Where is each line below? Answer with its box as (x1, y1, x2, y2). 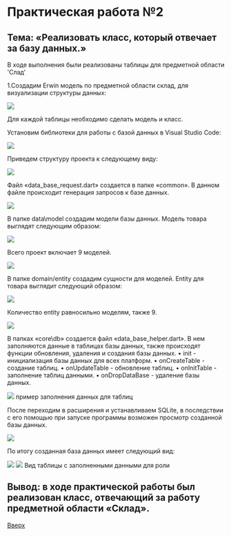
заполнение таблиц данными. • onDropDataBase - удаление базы (7, 371, 200, 379)
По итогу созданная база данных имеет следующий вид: (7, 447, 175, 455)
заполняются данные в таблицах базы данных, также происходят (7, 342, 201, 350)
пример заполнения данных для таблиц (15, 393, 133, 401)
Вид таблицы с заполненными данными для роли (23, 461, 170, 469)
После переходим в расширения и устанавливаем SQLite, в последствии (7, 406, 224, 414)
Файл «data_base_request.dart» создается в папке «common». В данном (7, 181, 219, 189)
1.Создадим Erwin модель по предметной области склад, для (7, 81, 188, 90)
